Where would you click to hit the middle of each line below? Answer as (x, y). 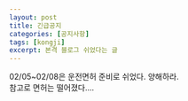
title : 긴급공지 (35, 26)
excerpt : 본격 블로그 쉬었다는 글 (63, 50)
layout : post (33, 17)
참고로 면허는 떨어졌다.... (52, 88)
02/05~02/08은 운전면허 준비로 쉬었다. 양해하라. (94, 77)
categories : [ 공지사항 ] (50, 34)
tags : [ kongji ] (37, 42)
